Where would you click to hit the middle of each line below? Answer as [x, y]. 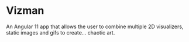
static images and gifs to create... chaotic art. [61, 32]
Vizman [25, 11]
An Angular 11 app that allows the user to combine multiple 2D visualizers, [95, 26]
